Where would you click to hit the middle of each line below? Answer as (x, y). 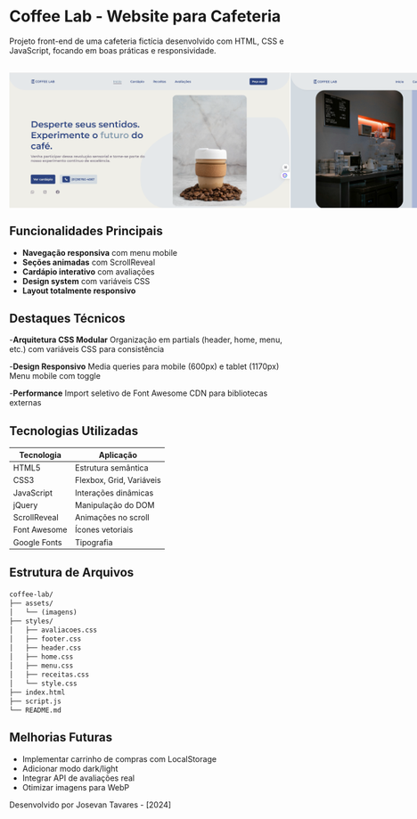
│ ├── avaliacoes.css (53, 630)
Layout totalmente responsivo (79, 291)
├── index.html (37, 692)
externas (25, 403)
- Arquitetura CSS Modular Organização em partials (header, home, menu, (146, 340)
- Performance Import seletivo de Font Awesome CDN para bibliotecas (139, 393)
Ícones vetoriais (104, 530)
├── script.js (36, 701)
